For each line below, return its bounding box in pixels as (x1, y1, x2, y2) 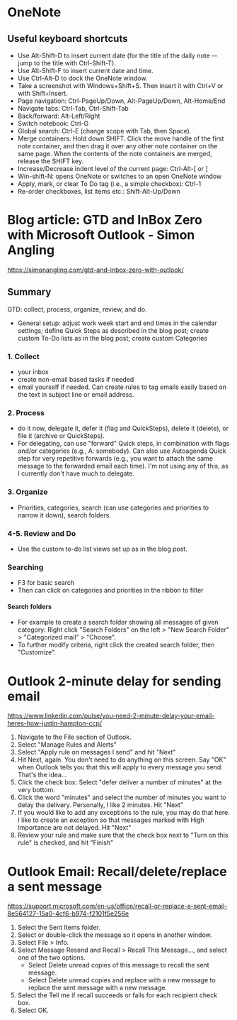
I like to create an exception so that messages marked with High (17, 816, 204, 824)
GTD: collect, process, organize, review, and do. (7, 305, 147, 313)
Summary (7, 286, 52, 298)
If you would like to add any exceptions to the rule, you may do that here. (17, 808, 230, 817)
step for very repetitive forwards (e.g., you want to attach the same (17, 454, 214, 463)
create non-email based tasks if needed (17, 375, 134, 384)
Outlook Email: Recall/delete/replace (7, 863, 228, 879)
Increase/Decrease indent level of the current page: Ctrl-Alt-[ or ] (17, 165, 209, 172)
